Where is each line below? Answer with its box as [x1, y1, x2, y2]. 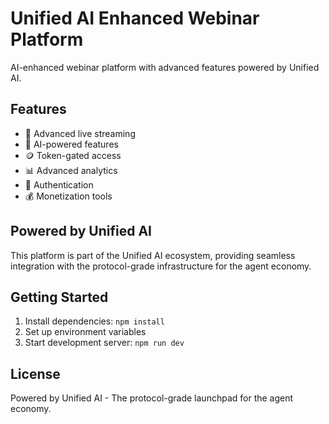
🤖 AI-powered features [24, 138, 119, 150]
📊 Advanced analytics [24, 164, 118, 176]
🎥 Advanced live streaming [24, 127, 136, 139]
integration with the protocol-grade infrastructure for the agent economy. [10, 260, 312, 272]
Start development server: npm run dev [24, 337, 185, 349]
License [10, 365, 61, 382]
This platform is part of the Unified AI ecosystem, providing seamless [10, 249, 296, 261]
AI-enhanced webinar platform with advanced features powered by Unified [10, 61, 320, 73]
